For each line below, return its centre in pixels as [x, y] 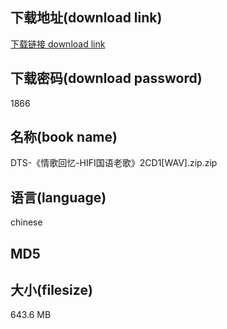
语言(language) [58, 197]
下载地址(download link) [86, 18]
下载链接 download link [58, 44]
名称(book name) [64, 137]
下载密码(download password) [106, 78]
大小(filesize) [51, 290]
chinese [26, 222]
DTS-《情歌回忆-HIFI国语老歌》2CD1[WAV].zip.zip [114, 163]
